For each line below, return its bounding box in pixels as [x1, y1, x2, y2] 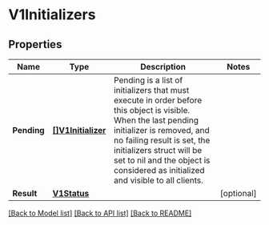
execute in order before [113, 94, 203, 106]
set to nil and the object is [113, 155, 211, 166]
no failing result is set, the [113, 135, 211, 146]
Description [139, 62, 187, 72]
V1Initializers [8, 6, 96, 24]
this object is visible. [113, 105, 191, 115]
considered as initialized [113, 165, 206, 175]
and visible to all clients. [113, 175, 204, 186]
